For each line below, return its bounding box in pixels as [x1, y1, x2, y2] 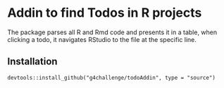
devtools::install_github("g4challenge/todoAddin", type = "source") [7, 74, 216, 81]
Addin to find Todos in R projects [7, 5, 202, 21]
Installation [7, 56, 58, 68]
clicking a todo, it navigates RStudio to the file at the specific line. [7, 35, 197, 43]
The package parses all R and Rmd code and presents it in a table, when [7, 28, 218, 36]
